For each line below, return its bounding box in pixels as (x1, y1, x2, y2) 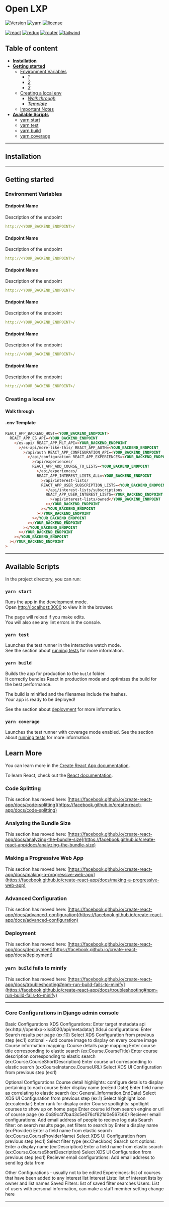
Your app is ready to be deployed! (5, 696, 75, 702)
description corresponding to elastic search (5, 1053, 96, 1059)
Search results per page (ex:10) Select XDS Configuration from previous (5, 1032, 154, 1038)
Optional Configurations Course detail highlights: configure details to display (5, 1079, 163, 1085)
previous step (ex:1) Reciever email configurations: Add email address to (5, 1154, 155, 1160)
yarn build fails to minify (5, 964, 67, 971)
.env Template (5, 420, 36, 426)
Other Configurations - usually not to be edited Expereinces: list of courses (5, 1169, 161, 1176)
